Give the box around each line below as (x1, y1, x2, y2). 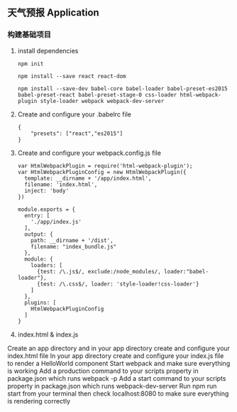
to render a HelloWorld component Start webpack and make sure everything (7, 359, 231, 367)
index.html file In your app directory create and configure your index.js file (7, 351, 224, 360)
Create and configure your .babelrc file (17, 109, 131, 119)
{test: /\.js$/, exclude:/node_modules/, (36, 268, 161, 275)
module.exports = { (17, 205, 76, 213)
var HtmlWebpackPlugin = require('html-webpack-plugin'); (17, 162, 193, 169)
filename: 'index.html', (24, 180, 98, 188)
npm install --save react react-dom (17, 72, 126, 80)
